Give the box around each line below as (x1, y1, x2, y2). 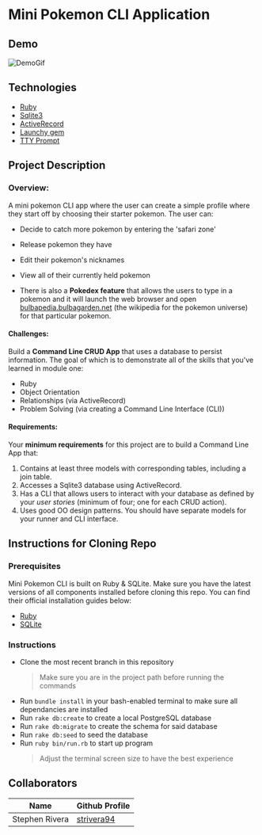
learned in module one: (8, 363, 84, 373)
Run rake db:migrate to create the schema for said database (19, 721, 218, 730)
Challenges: (8, 329, 49, 338)
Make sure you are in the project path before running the (39, 672, 224, 682)
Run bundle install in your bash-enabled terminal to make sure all (19, 696, 238, 706)
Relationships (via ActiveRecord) (19, 395, 127, 405)
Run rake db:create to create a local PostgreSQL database (19, 713, 212, 723)
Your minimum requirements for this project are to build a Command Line (8, 440, 249, 449)
